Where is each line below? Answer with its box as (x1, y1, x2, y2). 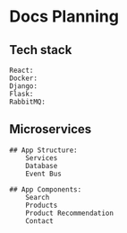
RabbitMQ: (9, 97, 47, 106)
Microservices (9, 121, 92, 137)
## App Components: (9, 184, 82, 194)
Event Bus (25, 169, 63, 178)
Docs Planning (9, 6, 119, 27)
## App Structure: (9, 146, 78, 155)
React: (9, 66, 34, 75)
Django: (9, 82, 38, 91)
